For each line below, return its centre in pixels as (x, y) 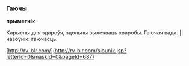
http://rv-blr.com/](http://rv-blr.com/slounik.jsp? (67, 51)
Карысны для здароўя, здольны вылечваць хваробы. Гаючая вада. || (95, 33)
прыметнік (21, 21)
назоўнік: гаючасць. (32, 39)
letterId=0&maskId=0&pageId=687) (50, 57)
